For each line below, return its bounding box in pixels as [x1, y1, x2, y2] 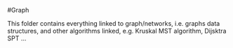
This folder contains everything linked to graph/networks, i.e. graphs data [7, 19, 220, 27]
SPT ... [7, 34, 27, 42]
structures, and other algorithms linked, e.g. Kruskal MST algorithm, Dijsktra [7, 27, 227, 35]
